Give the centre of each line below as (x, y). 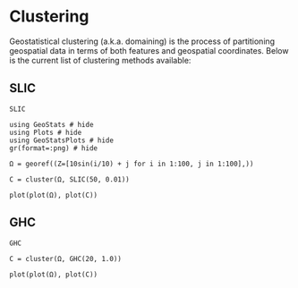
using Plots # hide (46, 132)
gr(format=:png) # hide (54, 148)
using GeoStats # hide (51, 124)
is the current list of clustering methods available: (100, 60)
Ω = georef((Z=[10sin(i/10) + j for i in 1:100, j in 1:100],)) (132, 164)
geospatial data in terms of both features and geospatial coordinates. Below (149, 50)
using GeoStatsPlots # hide (62, 140)
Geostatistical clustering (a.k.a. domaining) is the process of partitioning (142, 41)
